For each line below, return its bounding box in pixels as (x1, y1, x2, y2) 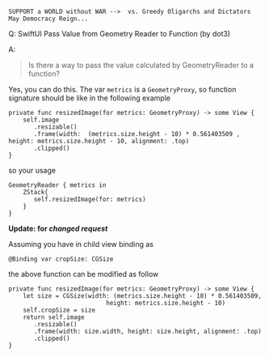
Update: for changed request (8, 223, 108, 233)
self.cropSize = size (23, 306, 95, 314)
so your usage (8, 166, 57, 175)
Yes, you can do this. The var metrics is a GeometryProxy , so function (8, 85, 237, 94)
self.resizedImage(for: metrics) (33, 195, 147, 203)
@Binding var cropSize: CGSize (8, 255, 114, 263)
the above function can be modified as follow (8, 270, 159, 278)
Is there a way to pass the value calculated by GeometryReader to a (27, 61, 254, 70)
